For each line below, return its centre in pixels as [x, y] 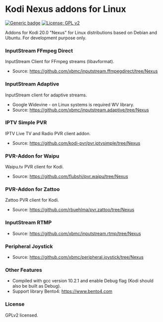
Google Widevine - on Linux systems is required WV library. [73, 104]
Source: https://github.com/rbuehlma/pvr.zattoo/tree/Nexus [73, 210]
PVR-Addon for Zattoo [33, 189]
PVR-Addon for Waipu [32, 156]
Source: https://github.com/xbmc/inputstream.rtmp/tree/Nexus [77, 233]
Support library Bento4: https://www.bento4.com [62, 291]
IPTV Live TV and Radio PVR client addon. [48, 133]
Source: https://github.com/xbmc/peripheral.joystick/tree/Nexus [78, 257]
